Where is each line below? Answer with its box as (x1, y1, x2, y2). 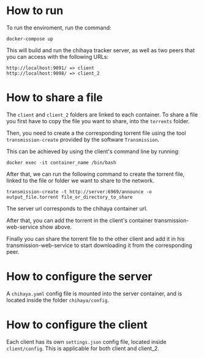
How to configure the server (6, 270, 153, 284)
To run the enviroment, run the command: (6, 24, 111, 31)
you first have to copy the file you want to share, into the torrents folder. (6, 117, 190, 124)
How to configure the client (6, 318, 148, 332)
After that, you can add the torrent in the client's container (6, 216, 153, 224)
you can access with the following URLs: (6, 53, 109, 60)
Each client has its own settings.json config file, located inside (6, 338, 167, 345)
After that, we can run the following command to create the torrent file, (6, 170, 185, 178)
